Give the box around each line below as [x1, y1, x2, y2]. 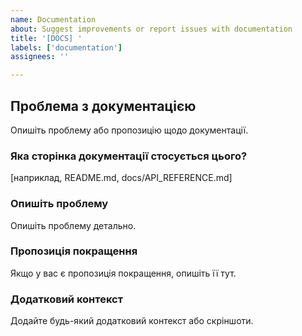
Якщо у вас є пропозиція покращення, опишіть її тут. [10, 267, 237, 279]
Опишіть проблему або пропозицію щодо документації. [10, 124, 249, 136]
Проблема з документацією [10, 97, 197, 115]
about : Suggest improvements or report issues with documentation [10, 24, 293, 34]
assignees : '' [10, 52, 70, 62]
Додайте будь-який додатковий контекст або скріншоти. [10, 315, 254, 327]
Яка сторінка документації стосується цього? [10, 149, 248, 163]
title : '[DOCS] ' [10, 33, 83, 43]
